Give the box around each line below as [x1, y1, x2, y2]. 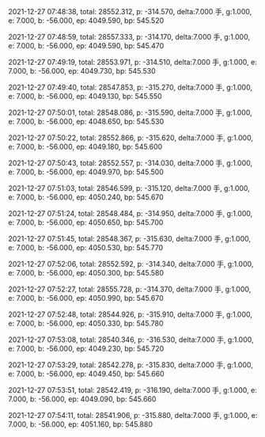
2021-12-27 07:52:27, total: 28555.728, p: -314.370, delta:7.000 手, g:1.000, [8, 284, 252, 294]
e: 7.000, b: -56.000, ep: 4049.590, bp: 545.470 [8, 41, 165, 50]
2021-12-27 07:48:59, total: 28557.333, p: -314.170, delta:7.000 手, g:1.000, [8, 32, 251, 41]
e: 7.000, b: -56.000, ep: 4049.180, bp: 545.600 [8, 142, 163, 151]
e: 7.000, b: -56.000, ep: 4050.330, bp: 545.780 [8, 319, 164, 328]
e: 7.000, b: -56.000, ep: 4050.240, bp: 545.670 [8, 192, 164, 202]
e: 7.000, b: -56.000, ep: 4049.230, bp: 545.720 [8, 344, 165, 353]
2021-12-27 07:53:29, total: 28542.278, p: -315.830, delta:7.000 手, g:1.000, [8, 360, 253, 370]
